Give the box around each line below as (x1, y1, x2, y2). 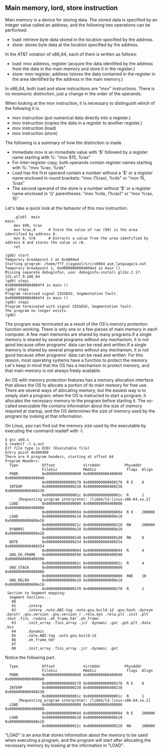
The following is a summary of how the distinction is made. (5, 140, 123, 146)
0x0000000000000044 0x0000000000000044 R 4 (42, 548, 145, 553)
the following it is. (5, 105, 40, 111)
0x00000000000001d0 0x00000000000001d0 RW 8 (42, 535, 145, 540)
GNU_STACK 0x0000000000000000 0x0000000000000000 (9, 565, 123, 570)
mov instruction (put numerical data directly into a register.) (12, 114, 131, 121)
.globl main (14, 214, 40, 220)
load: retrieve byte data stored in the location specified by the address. (12, 37, 154, 42)
